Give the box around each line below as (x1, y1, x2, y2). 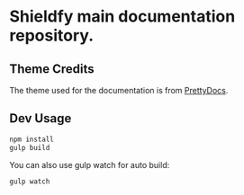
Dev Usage (9, 111, 72, 127)
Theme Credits (9, 61, 95, 76)
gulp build (9, 143, 50, 152)
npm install (9, 135, 54, 144)
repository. (9, 25, 95, 46)
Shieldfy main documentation (9, 6, 236, 27)
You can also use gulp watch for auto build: (9, 159, 170, 170)
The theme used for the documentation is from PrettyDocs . (9, 85, 229, 95)
